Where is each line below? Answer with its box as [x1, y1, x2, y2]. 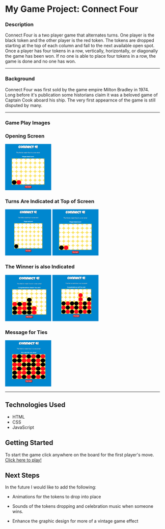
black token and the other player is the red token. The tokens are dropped [5, 37, 155, 43]
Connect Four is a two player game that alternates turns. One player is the [5, 32, 155, 38]
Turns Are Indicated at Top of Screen [5, 198, 95, 205]
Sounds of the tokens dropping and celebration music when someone [12, 503, 154, 509]
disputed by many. [5, 102, 43, 108]
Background [5, 75, 35, 82]
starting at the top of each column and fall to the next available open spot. [5, 43, 155, 49]
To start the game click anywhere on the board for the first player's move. [5, 452, 154, 458]
